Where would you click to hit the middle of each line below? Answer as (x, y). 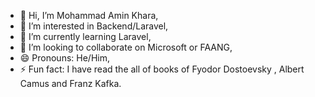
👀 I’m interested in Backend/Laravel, (94, 26)
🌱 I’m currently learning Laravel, (85, 36)
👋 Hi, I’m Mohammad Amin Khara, (89, 15)
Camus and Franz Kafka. (70, 83)
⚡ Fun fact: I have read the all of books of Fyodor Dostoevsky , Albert (162, 69)
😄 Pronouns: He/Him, (64, 58)
